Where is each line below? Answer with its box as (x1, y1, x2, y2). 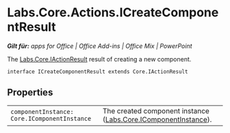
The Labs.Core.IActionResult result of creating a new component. (7, 55, 192, 63)
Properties (7, 87, 53, 98)
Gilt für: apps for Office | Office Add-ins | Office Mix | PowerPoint (7, 42, 193, 50)
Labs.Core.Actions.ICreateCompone (7, 5, 219, 20)
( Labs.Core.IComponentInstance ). (102, 115, 212, 124)
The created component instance (102, 106, 210, 115)
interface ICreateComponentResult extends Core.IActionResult (7, 68, 188, 75)
